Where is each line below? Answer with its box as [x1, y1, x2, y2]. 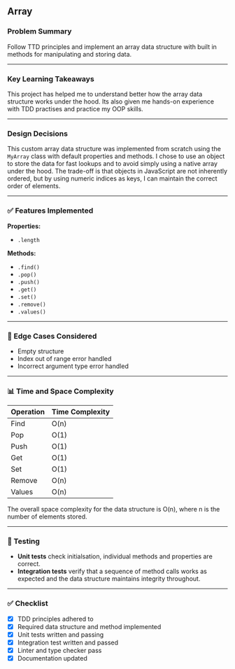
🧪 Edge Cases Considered [7, 331, 97, 341]
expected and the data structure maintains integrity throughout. [17, 575, 201, 583]
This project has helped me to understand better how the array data [7, 90, 203, 98]
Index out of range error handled [17, 354, 112, 362]
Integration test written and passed [17, 638, 119, 647]
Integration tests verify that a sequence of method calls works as [17, 567, 208, 576]
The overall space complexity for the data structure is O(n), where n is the [7, 505, 220, 514]
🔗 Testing [7, 537, 41, 547]
